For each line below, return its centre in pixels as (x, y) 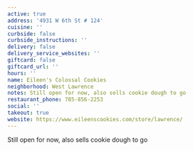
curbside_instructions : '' (47, 40)
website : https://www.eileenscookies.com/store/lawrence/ (95, 119)
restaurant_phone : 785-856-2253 (55, 100)
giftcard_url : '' (33, 67)
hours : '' (22, 73)
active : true (27, 14)
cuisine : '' (25, 27)
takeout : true (28, 113)
